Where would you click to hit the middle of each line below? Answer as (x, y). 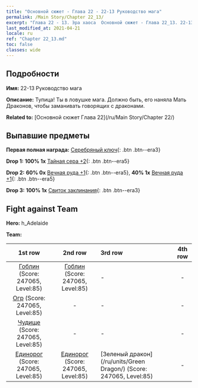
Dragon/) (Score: (124, 369)
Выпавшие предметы (48, 135)
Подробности (33, 74)
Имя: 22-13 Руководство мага (44, 88)
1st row (29, 253)
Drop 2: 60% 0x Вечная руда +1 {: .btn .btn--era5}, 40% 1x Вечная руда (95, 173)
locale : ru (19, 34)
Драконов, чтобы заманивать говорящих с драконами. (76, 106)
